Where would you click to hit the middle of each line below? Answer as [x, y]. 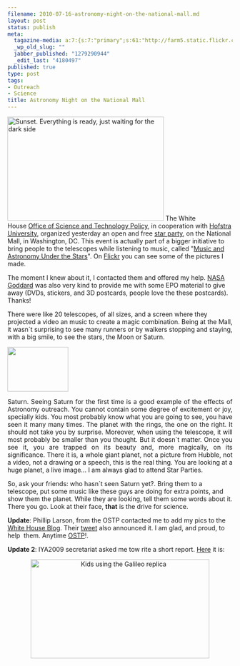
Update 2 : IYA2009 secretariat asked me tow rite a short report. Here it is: [116, 549]
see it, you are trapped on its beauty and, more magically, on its [120, 447]
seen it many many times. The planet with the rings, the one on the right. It [120, 424]
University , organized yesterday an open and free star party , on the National [119, 233]
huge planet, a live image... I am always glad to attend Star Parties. [105, 470]
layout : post [27, 21]
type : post [24, 74]
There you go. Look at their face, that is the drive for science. [98, 506]
